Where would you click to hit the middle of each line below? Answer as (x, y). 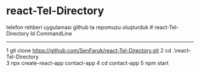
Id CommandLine (51, 33)
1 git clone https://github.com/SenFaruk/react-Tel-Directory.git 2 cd (89, 50)
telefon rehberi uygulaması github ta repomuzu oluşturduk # (80, 27)
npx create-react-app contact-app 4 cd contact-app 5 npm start (90, 63)
